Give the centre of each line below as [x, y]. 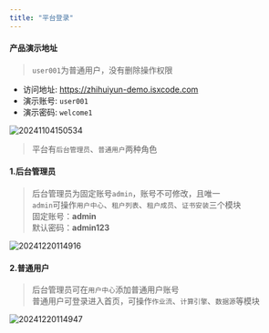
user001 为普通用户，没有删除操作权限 [102, 70]
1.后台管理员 [33, 172]
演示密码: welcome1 [57, 112]
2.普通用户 [30, 267]
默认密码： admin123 [71, 227]
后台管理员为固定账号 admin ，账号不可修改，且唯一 [126, 194]
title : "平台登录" [42, 18]
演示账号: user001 [55, 100]
